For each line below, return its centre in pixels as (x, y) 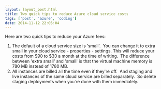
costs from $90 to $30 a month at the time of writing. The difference (81, 56)
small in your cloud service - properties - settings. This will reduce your (83, 51)
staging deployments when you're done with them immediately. (75, 82)
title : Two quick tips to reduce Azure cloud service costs (67, 14)
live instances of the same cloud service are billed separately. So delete (84, 76)
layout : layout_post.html (31, 9)
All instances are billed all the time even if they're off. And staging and (82, 71)
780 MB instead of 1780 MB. (40, 66)
